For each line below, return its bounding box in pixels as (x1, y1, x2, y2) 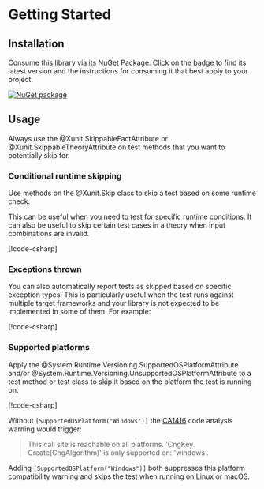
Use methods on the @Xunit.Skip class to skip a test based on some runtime (8, 188, 256, 198)
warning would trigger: (8, 424, 83, 434)
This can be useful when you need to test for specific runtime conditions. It (8, 212, 252, 222)
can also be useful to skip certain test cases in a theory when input (8, 220, 226, 230)
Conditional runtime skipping (8, 170, 122, 181)
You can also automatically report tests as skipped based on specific (8, 282, 232, 292)
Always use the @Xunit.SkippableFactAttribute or (8, 134, 168, 143)
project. (8, 75, 34, 84)
